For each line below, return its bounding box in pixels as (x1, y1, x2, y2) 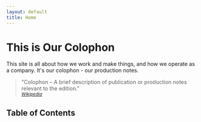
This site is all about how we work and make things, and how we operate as (6, 60, 196, 68)
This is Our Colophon (6, 40, 115, 54)
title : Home (6, 14, 36, 21)
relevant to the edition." (21, 85, 80, 92)
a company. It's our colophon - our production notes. (6, 67, 139, 74)
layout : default (6, 8, 47, 15)
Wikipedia (21, 91, 43, 97)
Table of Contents (6, 108, 76, 118)
